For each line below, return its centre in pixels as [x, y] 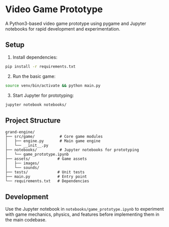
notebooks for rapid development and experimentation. [63, 29]
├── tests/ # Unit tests [45, 172]
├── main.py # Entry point [46, 177]
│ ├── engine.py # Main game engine [53, 141]
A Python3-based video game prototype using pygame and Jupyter [76, 23]
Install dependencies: [35, 57]
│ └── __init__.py [27, 146]
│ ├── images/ [22, 163]
